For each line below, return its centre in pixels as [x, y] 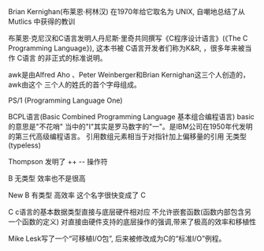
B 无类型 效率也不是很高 [47, 178]
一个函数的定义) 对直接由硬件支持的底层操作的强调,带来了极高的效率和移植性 [132, 222]
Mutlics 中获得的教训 [42, 21]
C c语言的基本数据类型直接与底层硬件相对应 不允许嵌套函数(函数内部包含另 [130, 212]
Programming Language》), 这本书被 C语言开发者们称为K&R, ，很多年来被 [126, 48]
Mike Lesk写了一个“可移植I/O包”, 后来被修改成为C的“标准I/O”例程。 [117, 238]
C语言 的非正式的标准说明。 [62, 58]
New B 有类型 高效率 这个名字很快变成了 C [77, 195]
